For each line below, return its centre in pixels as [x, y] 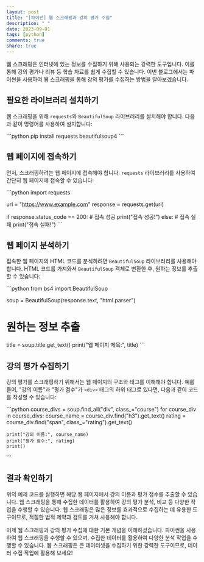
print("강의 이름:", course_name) [47, 435]
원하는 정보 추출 [43, 327]
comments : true [26, 40]
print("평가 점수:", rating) [40, 441]
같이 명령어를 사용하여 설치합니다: [52, 124]
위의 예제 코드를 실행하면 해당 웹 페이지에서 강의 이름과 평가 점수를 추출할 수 [97, 494]
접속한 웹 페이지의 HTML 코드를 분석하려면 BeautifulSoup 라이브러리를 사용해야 [101, 261]
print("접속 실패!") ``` [37, 224]
